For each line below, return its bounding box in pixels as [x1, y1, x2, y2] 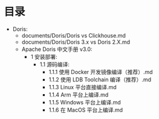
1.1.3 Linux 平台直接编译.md [48, 83, 117, 90]
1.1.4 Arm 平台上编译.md [48, 91, 109, 98]
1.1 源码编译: [39, 61, 70, 68]
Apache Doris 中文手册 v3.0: [21, 46, 92, 53]
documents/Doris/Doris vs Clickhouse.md [21, 32, 126, 39]
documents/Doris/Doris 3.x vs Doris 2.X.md [21, 38, 131, 46]
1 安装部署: [30, 53, 58, 60]
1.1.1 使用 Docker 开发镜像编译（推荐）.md [48, 68, 153, 75]
